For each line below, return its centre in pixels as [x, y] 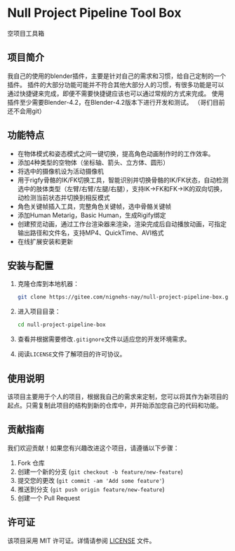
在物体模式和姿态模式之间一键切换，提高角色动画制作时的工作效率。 [116, 153]
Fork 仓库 [31, 462]
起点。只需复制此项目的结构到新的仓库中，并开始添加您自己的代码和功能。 [115, 405]
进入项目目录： [39, 311]
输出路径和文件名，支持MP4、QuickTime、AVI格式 [90, 233]
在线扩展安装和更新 [45, 241]
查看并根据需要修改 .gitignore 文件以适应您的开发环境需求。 [104, 339]
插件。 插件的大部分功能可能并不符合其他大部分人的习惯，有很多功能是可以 [116, 84]
